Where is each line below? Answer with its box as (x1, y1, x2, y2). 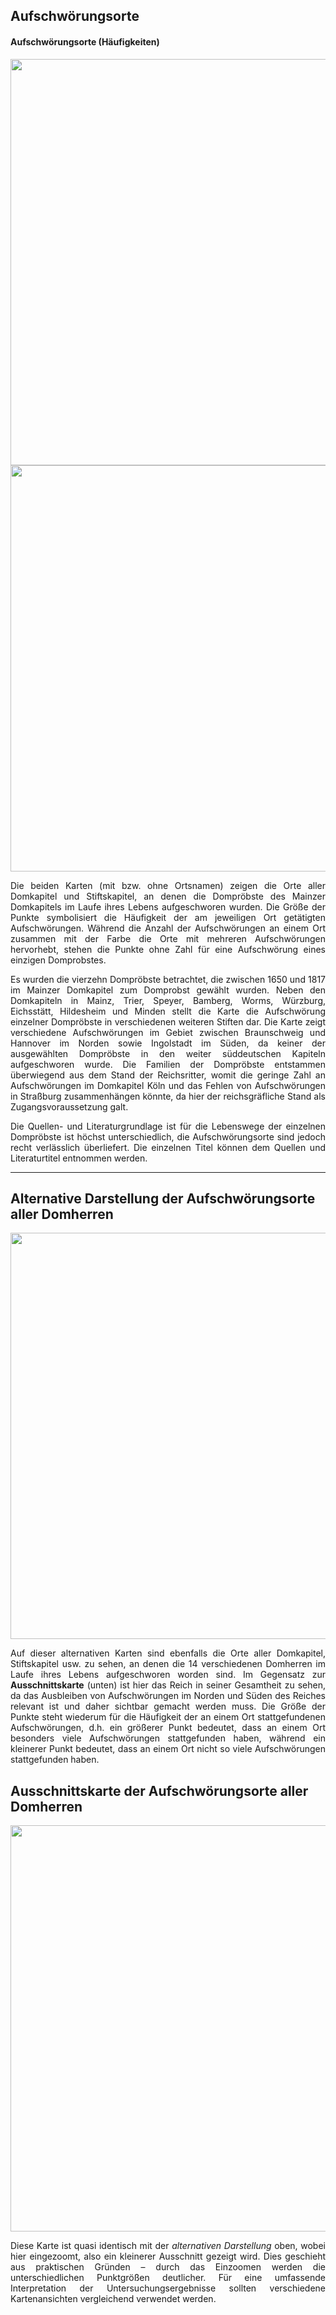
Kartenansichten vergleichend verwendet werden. (10, 2293, 217, 2305)
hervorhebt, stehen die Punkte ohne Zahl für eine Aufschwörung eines (10, 943, 326, 955)
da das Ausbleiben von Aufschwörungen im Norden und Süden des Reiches (10, 1690, 326, 1702)
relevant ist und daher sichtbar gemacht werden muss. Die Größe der (10, 1700, 326, 1713)
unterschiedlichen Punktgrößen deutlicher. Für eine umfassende (10, 2272, 326, 2284)
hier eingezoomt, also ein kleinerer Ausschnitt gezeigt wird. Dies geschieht (10, 2250, 326, 2263)
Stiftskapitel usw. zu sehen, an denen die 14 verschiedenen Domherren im (10, 1658, 326, 1670)
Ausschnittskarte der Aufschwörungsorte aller (10, 1782, 309, 1799)
